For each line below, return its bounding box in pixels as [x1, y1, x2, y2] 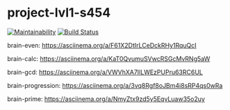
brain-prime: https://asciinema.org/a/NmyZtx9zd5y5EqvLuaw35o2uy [7, 95, 205, 103]
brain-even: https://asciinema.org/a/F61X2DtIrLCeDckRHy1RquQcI [7, 41, 197, 49]
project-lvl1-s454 [7, 5, 111, 21]
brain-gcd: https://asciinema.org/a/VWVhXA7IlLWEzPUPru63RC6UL [7, 68, 204, 76]
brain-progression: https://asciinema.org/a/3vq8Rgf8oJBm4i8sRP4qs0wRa [7, 81, 223, 89]
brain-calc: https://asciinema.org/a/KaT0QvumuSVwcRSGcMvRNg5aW [7, 54, 211, 63]
